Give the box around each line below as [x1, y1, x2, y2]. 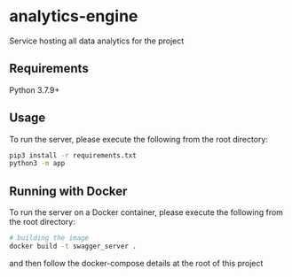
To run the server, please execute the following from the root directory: [9, 134, 269, 144]
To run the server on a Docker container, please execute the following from [9, 207, 284, 218]
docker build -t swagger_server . [9, 242, 138, 250]
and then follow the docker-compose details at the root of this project [9, 258, 264, 268]
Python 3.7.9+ [9, 84, 60, 95]
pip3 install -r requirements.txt [9, 150, 138, 160]
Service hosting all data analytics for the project [9, 35, 185, 46]
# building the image [9, 234, 90, 242]
